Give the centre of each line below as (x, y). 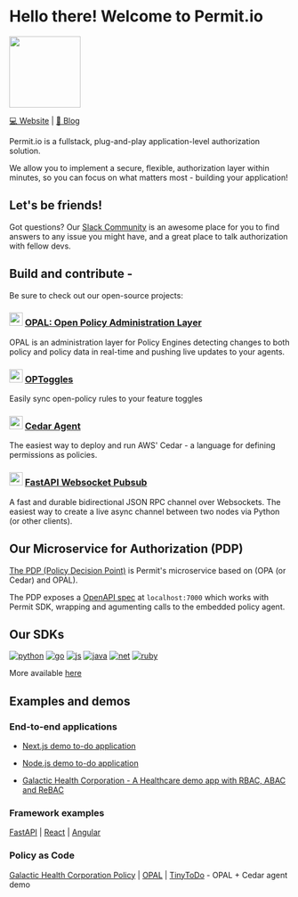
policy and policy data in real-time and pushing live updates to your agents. (147, 351)
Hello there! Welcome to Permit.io (137, 16)
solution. (25, 151)
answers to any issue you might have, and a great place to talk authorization (149, 236)
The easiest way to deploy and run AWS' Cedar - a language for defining (142, 445)
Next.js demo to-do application (79, 746)
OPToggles (49, 379)
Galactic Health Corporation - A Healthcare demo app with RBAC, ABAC (154, 780)
